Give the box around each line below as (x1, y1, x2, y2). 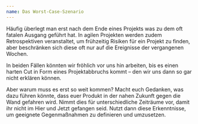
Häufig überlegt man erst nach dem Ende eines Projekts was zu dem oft (6, 25, 183, 32)
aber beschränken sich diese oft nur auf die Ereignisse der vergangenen (6, 44, 184, 51)
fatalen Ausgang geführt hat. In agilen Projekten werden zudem (6, 31, 162, 39)
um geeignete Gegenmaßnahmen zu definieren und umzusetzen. (6, 111, 166, 118)
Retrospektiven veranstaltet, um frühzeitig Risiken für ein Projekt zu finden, (6, 37, 190, 44)
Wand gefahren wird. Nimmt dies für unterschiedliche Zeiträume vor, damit (6, 98, 190, 106)
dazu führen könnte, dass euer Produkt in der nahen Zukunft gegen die (6, 92, 181, 99)
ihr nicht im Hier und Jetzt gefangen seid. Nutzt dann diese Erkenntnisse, (6, 104, 186, 112)
